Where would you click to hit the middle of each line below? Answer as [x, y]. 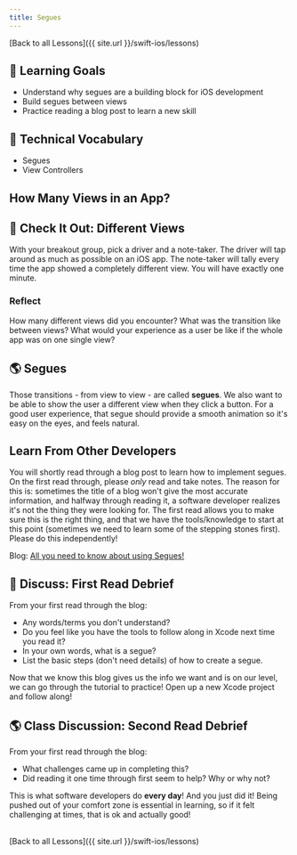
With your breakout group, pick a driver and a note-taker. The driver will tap [148, 249]
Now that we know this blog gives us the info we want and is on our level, [144, 678]
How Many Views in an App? [90, 198]
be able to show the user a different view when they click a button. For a [141, 404]
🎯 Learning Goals [57, 71]
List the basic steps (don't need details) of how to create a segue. [142, 661]
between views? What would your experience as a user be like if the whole [146, 330]
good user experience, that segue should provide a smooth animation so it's [148, 413]
